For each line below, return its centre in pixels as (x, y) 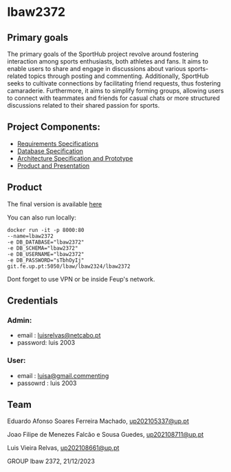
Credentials (33, 301)
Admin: (20, 320)
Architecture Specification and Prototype (75, 158)
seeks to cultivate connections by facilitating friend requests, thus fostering (114, 83)
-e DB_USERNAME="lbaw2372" (46, 254)
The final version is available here (55, 204)
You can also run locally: (42, 217)
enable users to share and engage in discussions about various (97, 69)
